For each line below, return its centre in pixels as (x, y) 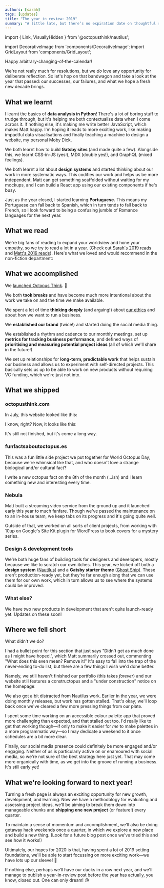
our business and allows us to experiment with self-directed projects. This (80, 364)
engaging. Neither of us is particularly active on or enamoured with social (79, 752)
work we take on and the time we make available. (54, 300)
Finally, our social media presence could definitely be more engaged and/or (81, 746)
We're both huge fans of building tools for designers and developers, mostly (82, 559)
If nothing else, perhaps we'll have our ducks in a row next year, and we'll (79, 870)
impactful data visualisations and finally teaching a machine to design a (77, 135)
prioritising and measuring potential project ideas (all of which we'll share (81, 344)
